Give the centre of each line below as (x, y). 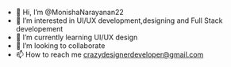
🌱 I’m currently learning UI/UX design (77, 37)
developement (39, 29)
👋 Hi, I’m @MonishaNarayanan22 (70, 12)
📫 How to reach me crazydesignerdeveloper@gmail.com (110, 54)
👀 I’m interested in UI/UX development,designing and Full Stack (119, 20)
